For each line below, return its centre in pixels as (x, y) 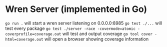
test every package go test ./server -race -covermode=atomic (70, 28)
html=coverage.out (24, 39)
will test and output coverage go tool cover (107, 33)
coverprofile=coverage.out (33, 34)
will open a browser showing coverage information (96, 39)
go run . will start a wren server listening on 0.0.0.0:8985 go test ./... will (84, 23)
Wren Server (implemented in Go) (76, 9)
